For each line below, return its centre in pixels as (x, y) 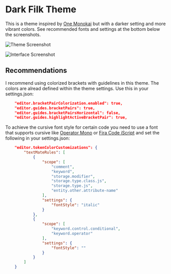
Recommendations (36, 71)
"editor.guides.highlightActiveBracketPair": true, (71, 118)
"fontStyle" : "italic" (75, 205)
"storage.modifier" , (73, 176)
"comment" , (63, 167)
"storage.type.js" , (72, 186)
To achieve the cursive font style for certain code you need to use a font (82, 127)
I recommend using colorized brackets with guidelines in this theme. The (82, 83)
